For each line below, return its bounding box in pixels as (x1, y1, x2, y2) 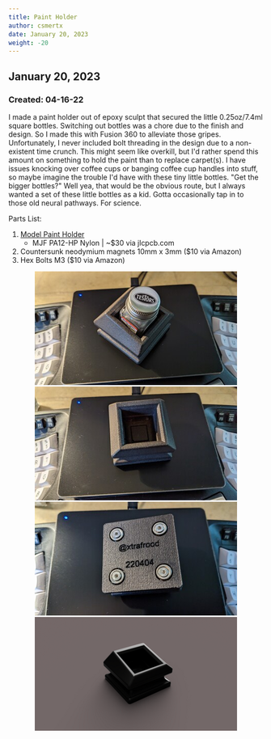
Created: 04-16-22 (8, 94, 84, 105)
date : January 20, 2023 (8, 30, 89, 38)
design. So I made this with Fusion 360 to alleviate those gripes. (8, 129, 222, 139)
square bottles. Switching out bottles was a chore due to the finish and (8, 120, 244, 130)
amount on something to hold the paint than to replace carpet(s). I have (8, 154, 247, 165)
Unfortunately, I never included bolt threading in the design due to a (8, 137, 235, 147)
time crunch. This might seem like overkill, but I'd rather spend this (36, 146, 259, 156)
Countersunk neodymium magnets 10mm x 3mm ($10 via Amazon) (19, 247, 243, 256)
